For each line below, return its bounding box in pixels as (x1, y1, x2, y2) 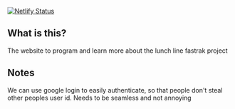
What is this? (7, 27, 67, 39)
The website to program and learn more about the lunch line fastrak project (7, 46, 228, 55)
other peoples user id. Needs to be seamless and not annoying (7, 93, 192, 102)
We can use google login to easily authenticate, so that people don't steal (7, 85, 223, 94)
